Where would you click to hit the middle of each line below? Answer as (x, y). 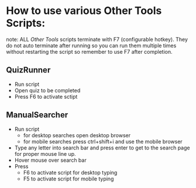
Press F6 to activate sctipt (46, 96)
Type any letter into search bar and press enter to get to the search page (102, 148)
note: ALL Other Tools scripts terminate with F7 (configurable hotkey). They (97, 39)
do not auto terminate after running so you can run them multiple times (91, 46)
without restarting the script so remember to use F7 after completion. (89, 51)
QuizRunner (28, 70)
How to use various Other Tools (84, 11)
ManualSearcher (37, 115)
